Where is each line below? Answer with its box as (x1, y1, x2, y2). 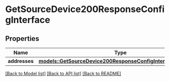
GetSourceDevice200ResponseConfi (5, 4, 165, 15)
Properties (5, 34, 39, 43)
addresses (8, 58, 34, 64)
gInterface (5, 14, 51, 26)
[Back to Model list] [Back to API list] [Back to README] (5, 70, 121, 76)
